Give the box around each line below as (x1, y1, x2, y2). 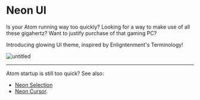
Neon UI (6, 4, 46, 17)
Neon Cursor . (14, 87, 48, 95)
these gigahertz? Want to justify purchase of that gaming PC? (6, 29, 157, 36)
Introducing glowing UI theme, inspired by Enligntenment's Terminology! (6, 41, 183, 48)
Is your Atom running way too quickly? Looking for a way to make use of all (6, 23, 190, 30)
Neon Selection (14, 81, 53, 88)
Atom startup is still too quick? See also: (6, 70, 104, 77)
